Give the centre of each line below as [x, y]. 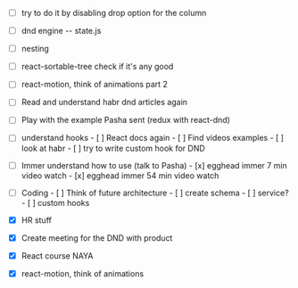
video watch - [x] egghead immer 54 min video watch [120, 175]
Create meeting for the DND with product [97, 238]
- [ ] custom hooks [55, 202]
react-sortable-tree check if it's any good [97, 67]
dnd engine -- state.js [61, 31]
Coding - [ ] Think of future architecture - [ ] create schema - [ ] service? [155, 193]
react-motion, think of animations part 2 [95, 85]
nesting [35, 49]
